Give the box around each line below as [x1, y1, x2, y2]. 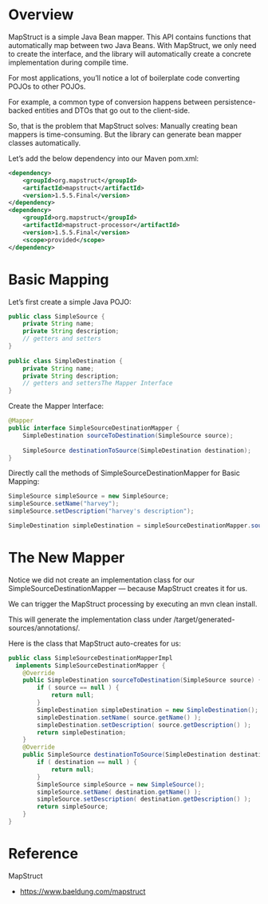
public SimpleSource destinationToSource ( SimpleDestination [22, 750, 227, 759]
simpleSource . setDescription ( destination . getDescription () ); [37, 795, 251, 803]
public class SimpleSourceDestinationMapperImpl [8, 654, 173, 662]
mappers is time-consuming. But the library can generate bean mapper [8, 130, 242, 139]
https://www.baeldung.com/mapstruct [19, 886, 146, 896]
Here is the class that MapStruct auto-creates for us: [8, 638, 181, 648]
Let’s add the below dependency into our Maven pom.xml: [8, 154, 199, 163]
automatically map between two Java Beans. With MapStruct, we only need [8, 40, 257, 50]
